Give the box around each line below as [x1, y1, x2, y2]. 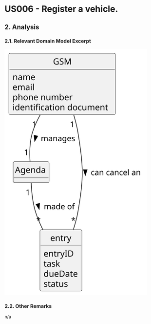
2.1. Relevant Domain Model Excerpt [4, 38, 91, 44]
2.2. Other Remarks [4, 302, 52, 309]
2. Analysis [4, 23, 39, 31]
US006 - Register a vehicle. [4, 3, 118, 15]
